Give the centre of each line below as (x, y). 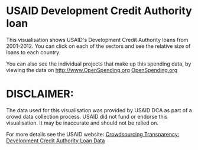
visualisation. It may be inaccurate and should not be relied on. (82, 123)
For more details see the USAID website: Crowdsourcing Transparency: (93, 134)
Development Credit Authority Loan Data (56, 141)
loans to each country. (33, 52)
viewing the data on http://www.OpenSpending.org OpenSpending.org (92, 70)
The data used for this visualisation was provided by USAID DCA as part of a (99, 110)
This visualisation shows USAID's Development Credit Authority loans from (97, 40)
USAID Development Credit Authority (99, 11)
